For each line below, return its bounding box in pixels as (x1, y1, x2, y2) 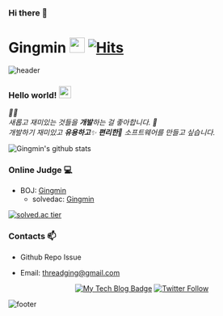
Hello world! (8, 89, 57, 100)
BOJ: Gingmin (19, 186, 67, 196)
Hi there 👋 (8, 7, 48, 19)
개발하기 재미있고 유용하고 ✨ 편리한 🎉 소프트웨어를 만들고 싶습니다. (8, 128, 216, 137)
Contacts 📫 (8, 230, 57, 242)
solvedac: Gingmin (32, 194, 95, 204)
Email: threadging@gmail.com (19, 268, 120, 277)
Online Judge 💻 (8, 165, 73, 176)
